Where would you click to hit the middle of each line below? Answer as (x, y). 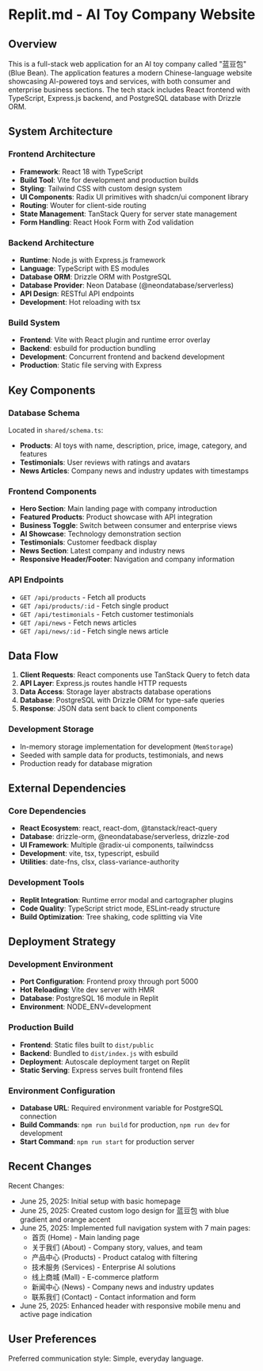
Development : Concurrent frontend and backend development (122, 357)
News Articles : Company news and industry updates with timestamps (134, 471)
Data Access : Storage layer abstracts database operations (115, 691)
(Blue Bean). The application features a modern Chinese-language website (130, 73)
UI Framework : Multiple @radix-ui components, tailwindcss (116, 845)
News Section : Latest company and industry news (102, 551)
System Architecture (61, 131)
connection (38, 1116)
